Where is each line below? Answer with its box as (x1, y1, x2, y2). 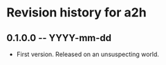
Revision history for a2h (6, 5, 147, 21)
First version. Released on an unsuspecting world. (16, 50, 160, 58)
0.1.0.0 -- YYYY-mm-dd (6, 32, 112, 44)
